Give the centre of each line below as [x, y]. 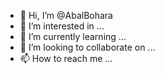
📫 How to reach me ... [66, 58]
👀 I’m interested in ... [62, 26]
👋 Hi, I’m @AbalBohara [66, 15]
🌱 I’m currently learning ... [73, 36]
